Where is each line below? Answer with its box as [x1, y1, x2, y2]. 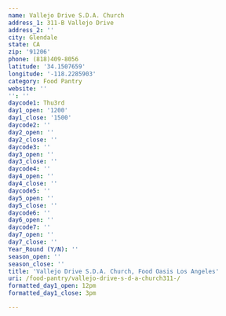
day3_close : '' [8, 158, 58, 166]
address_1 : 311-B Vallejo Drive [8, 19, 114, 27]
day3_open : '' [8, 150, 55, 158]
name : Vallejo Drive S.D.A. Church [8, 11, 125, 20]
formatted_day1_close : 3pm [8, 289, 97, 297]
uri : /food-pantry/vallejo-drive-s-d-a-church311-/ [8, 274, 180, 283]
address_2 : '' [8, 26, 55, 34]
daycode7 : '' [8, 223, 51, 232]
